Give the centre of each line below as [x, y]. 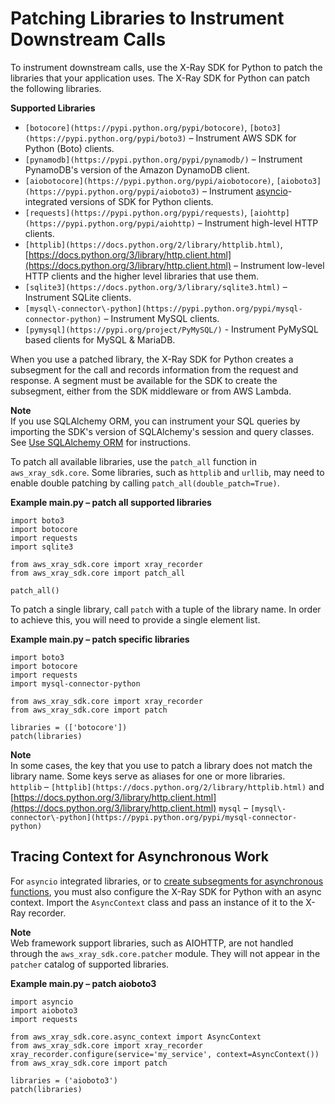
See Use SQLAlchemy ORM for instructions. [101, 442]
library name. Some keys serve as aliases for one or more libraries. [148, 776]
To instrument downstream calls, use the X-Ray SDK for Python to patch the [166, 67]
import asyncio [42, 1002]
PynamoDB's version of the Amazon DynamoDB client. [137, 169]
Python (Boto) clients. [69, 148]
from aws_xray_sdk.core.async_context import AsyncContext [136, 1037]
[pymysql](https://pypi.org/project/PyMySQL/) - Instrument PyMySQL [171, 329]
